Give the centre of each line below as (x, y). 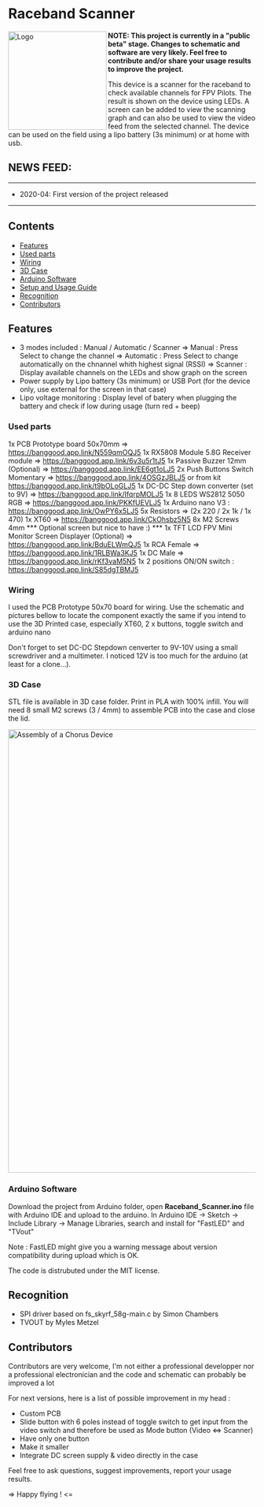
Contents (31, 227)
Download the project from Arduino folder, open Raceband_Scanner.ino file (131, 1206)
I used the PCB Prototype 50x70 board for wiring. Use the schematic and (126, 607)
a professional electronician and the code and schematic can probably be (127, 1375)
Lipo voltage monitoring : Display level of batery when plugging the (128, 398)
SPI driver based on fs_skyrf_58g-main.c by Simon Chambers (119, 1314)
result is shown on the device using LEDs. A (179, 101)
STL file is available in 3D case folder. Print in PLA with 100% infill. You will (128, 701)
